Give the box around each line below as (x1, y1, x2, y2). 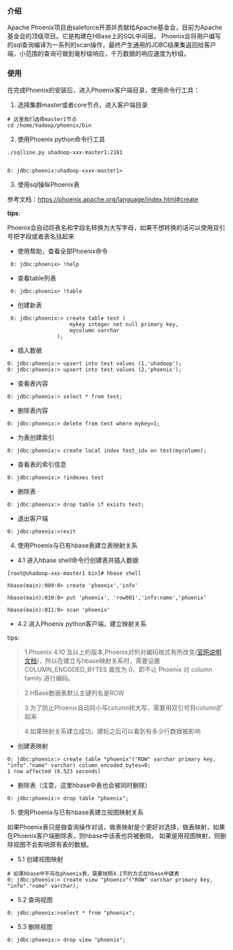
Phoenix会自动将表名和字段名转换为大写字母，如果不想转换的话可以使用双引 (7, 223, 226, 231)
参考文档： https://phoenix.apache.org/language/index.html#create (7, 195, 199, 203)
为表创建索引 (17, 433, 54, 442)
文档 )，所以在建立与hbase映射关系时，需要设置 (24, 656, 161, 664)
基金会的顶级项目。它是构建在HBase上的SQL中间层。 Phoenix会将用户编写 (7, 32, 221, 40)
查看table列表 (17, 274, 57, 282)
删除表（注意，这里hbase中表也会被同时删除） (17, 781, 152, 789)
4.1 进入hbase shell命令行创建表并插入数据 (17, 556, 139, 564)
